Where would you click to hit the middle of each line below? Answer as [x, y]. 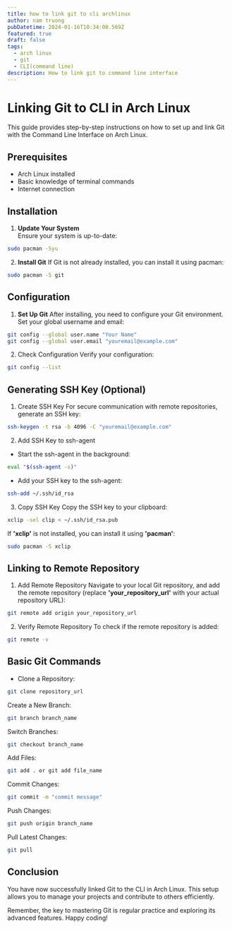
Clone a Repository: [46, 678]
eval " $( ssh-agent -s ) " [42, 467]
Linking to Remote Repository [73, 568]
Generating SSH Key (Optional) [77, 389]
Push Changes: [29, 811]
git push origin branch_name [50, 824]
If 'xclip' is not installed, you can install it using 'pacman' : [91, 533]
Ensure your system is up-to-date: [67, 236]
